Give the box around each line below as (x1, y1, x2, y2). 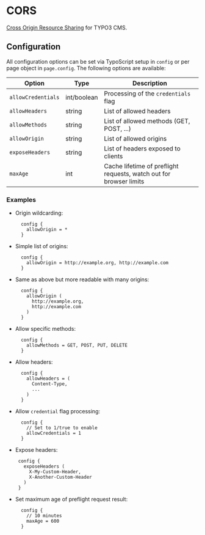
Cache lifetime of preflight (104, 161, 179, 170)
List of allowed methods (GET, (104, 117, 190, 125)
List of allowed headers (104, 106, 171, 115)
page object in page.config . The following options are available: (6, 64, 166, 72)
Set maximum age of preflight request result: (15, 496, 128, 503)
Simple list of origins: (15, 243, 68, 250)
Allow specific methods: (15, 325, 76, 333)
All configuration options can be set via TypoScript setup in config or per (6, 57, 190, 65)
